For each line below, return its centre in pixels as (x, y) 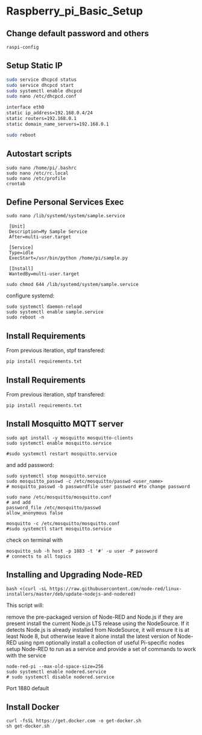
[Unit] (17, 227)
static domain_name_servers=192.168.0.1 (58, 124)
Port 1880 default (28, 688)
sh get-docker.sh (28, 726)
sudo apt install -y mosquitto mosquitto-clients (70, 438)
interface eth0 (25, 107)
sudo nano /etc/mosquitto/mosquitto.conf (59, 497)
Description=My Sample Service (48, 232)
